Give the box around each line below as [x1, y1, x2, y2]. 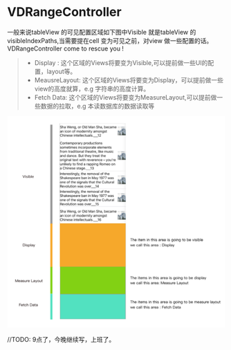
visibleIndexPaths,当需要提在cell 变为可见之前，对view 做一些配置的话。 [7, 36, 213, 45]
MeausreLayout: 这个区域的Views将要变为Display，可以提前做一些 [34, 75, 223, 84]
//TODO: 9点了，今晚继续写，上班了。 [7, 335, 115, 343]
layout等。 [46, 67, 77, 75]
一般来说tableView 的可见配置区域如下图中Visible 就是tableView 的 [7, 28, 196, 36]
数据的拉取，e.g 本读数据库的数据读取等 [40, 102, 155, 110]
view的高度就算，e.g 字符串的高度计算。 [34, 84, 150, 93]
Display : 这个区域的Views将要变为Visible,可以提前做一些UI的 [34, 58, 208, 66]
